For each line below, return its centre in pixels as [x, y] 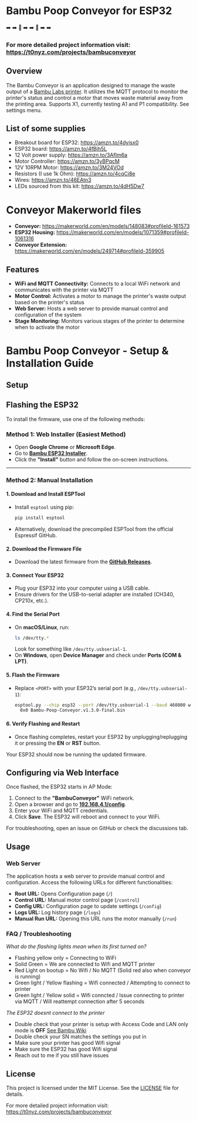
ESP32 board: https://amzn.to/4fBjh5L [61, 149]
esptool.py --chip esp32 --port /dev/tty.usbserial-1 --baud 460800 [100, 705]
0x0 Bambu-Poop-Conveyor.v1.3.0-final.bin [73, 711]
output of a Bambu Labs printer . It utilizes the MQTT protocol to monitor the [97, 91]
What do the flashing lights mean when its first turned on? [76, 947]
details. [15, 1094]
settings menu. [24, 110]
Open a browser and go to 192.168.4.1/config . [70, 804]
